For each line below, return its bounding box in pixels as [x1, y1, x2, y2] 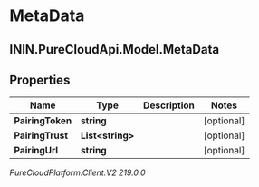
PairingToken [14, 114, 72, 127]
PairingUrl [14, 144, 59, 157]
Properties [9, 72, 71, 87]
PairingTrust [14, 129, 69, 142]
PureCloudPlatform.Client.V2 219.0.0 [9, 167, 147, 178]
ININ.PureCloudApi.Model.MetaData [9, 42, 220, 57]
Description [143, 99, 195, 112]
